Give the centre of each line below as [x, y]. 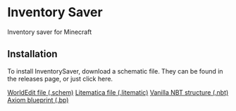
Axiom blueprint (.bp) [38, 100]
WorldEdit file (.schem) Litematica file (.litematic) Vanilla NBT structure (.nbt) [118, 92]
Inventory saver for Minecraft [50, 32]
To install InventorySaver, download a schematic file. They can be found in [115, 71]
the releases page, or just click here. [60, 78]
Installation [32, 54]
